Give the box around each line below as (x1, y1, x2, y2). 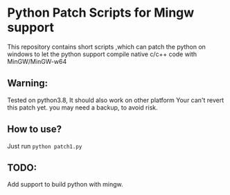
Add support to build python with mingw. (7, 180, 123, 189)
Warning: (7, 78, 48, 90)
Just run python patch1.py (7, 142, 82, 150)
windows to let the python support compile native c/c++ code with (7, 50, 197, 58)
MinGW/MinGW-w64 (7, 57, 67, 65)
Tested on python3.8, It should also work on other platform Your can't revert (7, 96, 224, 104)
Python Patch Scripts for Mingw (7, 5, 195, 21)
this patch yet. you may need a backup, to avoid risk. (7, 103, 158, 112)
